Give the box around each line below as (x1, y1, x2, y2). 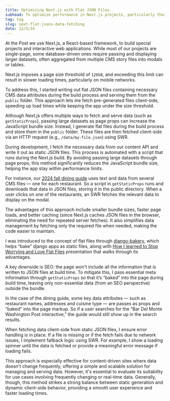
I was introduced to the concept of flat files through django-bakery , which (5, 238, 159, 244)
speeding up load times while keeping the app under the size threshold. (5, 103, 154, 109)
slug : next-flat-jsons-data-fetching (5, 21, 85, 27)
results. (5, 317, 21, 323)
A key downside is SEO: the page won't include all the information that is (5, 264, 156, 270)
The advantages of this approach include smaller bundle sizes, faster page (5, 207, 161, 213)
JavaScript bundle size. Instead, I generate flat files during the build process (5, 124, 164, 130)
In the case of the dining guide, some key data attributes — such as (5, 295, 146, 301)
